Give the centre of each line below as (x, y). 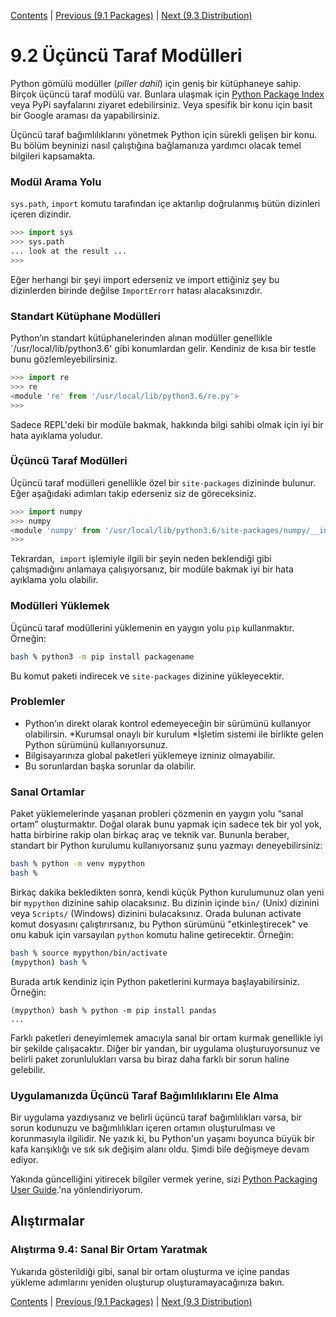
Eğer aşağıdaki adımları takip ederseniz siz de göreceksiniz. (133, 493)
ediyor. (24, 1159)
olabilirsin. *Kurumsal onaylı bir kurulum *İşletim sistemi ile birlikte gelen (174, 734)
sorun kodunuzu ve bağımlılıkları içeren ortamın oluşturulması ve (143, 1127)
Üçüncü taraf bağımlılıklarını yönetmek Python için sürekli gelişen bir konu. (164, 134)
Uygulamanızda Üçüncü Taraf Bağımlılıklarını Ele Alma (144, 1095)
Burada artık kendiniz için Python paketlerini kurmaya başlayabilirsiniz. (155, 981)
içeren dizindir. (41, 214)
